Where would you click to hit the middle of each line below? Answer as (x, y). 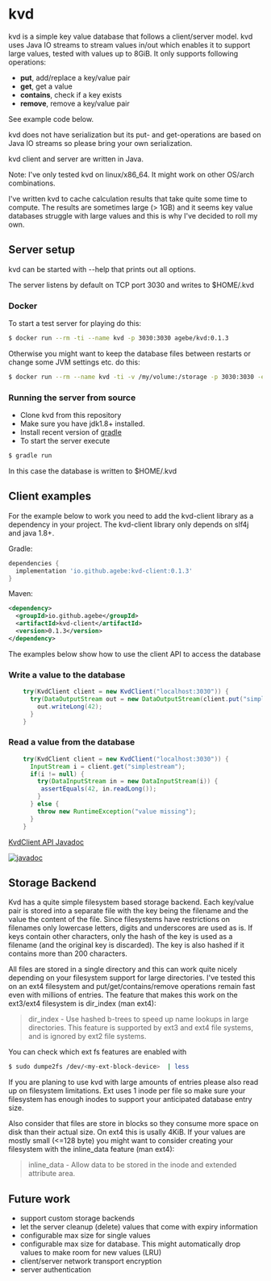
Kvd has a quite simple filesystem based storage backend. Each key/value (131, 902)
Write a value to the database (67, 674)
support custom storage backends (77, 1218)
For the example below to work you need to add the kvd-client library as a (131, 515)
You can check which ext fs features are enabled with (98, 1052)
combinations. (32, 183)
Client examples (50, 497)
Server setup (42, 250)
